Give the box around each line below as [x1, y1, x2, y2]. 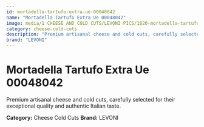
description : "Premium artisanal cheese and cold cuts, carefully [6, 31, 178, 37]
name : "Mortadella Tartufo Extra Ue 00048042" [6, 15, 126, 21]
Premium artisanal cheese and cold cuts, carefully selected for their [6, 96, 175, 103]
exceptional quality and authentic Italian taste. [6, 102, 121, 109]
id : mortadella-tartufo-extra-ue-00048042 [6, 8, 115, 15]
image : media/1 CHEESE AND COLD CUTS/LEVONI [6, 20, 121, 26]
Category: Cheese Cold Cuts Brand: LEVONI [6, 114, 118, 121]
